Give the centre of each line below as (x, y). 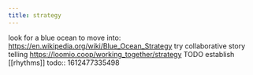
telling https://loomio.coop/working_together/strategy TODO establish (121, 54)
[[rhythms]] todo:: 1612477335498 (64, 62)
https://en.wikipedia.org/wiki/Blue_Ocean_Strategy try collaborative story (127, 46)
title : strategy (35, 15)
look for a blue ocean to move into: (65, 37)
